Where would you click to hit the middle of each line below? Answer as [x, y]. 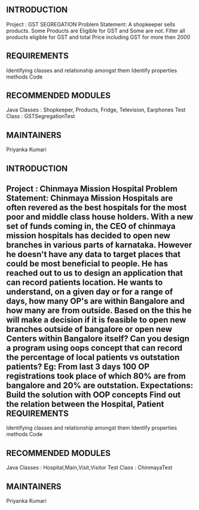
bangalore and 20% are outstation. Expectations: [100, 386]
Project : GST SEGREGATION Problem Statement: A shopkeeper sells [91, 24]
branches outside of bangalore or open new [89, 329]
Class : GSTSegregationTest [41, 116]
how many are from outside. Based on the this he [99, 311]
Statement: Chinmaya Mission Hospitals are [90, 198]
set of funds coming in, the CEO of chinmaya [91, 226]
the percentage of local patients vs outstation [93, 357]
